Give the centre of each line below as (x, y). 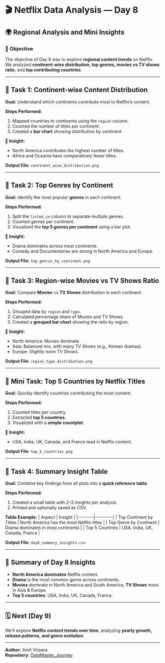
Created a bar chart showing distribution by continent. (67, 131)
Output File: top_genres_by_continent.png (48, 261)
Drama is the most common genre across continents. (66, 579)
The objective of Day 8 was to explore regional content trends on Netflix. (79, 59)
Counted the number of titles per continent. (56, 126)
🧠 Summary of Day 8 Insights (50, 563)
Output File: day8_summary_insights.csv (45, 542)
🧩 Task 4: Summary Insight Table (56, 471)
